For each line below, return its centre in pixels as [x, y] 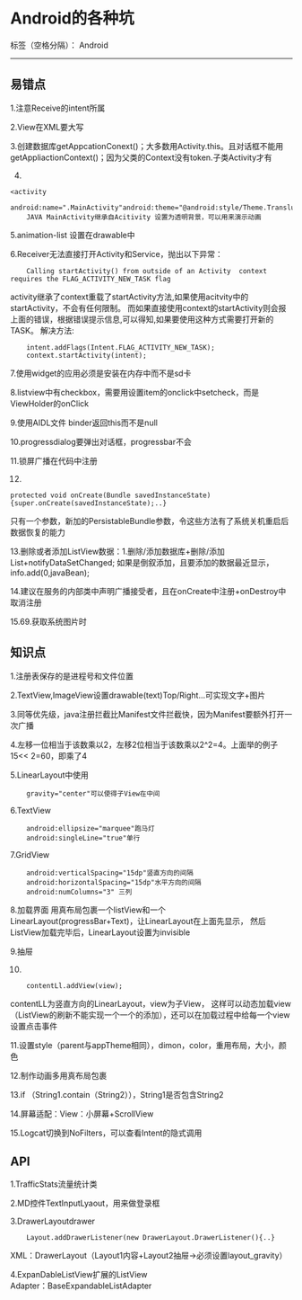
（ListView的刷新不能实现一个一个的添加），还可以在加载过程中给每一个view [150, 1015]
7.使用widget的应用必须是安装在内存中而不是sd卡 [101, 373]
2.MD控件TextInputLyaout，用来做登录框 [85, 1203]
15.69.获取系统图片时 [49, 621]
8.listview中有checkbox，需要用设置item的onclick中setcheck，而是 [134, 392]
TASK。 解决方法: [42, 330]
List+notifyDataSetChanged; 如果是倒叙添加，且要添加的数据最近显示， [142, 562]
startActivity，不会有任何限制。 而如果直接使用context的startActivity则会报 [148, 307]
